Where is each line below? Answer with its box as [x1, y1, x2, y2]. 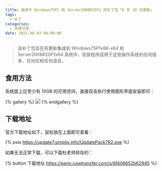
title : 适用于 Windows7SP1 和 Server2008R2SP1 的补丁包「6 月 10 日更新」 [5, 7, 154, 13]
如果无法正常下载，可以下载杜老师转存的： [5, 149, 93, 155]
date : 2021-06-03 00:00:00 [5, 31, 62, 36]
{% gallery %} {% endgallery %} [5, 99, 79, 105]
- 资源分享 [10, 26, 30, 31]
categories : [5, 21, 30, 27]
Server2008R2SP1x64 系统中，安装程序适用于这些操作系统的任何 [17, 51, 152, 57]
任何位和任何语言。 [26, 58, 66, 63]
